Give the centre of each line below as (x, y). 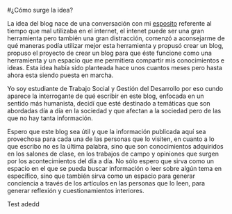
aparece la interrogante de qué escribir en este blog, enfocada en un (106, 96)
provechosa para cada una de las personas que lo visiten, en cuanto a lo (111, 139)
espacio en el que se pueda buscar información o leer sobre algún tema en (115, 168)
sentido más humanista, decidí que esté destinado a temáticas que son (109, 103)
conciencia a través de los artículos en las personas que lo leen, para (106, 183)
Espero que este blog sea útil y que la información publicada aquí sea (107, 132)
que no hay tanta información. (50, 118)
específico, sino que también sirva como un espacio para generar (101, 176)
